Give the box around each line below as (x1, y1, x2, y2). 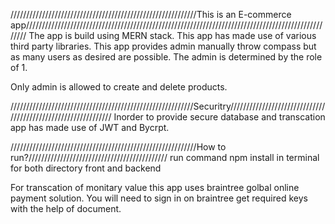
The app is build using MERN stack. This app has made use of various (28, 30, 317, 41)
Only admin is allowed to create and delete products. (10, 81, 228, 93)
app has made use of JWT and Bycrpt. (10, 122, 170, 133)
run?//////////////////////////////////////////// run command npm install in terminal (10, 152, 320, 163)
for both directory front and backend (10, 162, 162, 174)
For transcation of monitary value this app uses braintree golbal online (10, 182, 300, 193)
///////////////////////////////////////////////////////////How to (10, 141, 227, 153)
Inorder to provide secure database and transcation (113, 111, 326, 123)
